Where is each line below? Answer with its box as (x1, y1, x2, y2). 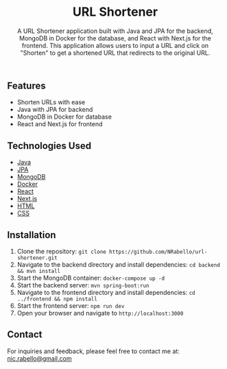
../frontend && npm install (16, 296, 97, 302)
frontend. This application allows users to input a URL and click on (21, 41, 209, 49)
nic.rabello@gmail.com (7, 354, 72, 362)
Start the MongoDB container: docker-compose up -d (16, 274, 165, 282)
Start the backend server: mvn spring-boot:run (16, 281, 150, 289)
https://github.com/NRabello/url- (108, 248, 208, 255)
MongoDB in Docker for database (16, 112, 112, 121)
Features (7, 80, 46, 91)
